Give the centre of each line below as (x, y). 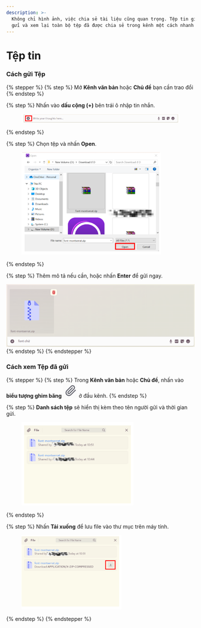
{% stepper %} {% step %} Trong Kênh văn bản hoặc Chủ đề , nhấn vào (95, 380)
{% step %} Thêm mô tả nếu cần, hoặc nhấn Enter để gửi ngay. (84, 276)
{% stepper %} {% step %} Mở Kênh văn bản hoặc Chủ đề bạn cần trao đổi (100, 87)
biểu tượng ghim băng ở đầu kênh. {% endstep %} (77, 395)
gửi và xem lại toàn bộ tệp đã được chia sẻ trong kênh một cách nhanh (103, 25)
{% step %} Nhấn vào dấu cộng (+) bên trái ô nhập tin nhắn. (81, 105)
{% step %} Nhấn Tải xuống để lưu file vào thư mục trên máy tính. (88, 526)
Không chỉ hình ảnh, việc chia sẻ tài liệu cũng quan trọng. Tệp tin (100, 19)
